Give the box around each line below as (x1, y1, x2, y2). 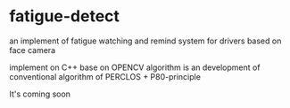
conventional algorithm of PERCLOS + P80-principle (9, 71, 201, 81)
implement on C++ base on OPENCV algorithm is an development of (9, 62, 261, 73)
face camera (9, 44, 56, 55)
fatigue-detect (9, 6, 120, 27)
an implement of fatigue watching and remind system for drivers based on (9, 35, 282, 46)
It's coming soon (9, 89, 71, 99)
